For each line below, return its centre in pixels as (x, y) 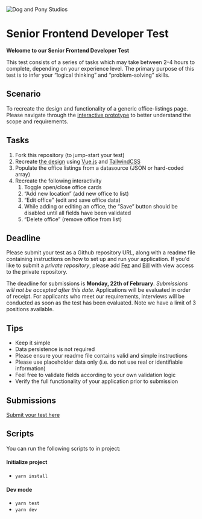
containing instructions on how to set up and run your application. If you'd (98, 259)
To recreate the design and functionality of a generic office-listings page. (97, 108)
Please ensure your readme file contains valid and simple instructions (101, 356)
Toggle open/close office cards (63, 187)
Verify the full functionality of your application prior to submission (96, 381)
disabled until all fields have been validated (77, 213)
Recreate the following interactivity (58, 181)
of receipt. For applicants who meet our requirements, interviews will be (96, 297)
